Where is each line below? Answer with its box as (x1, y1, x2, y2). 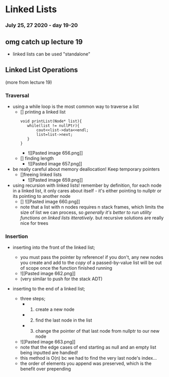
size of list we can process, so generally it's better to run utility (20, 210, 152, 216)
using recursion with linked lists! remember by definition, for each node (12, 182, 162, 189)
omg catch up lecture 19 (5, 37, 83, 46)
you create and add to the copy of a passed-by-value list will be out (20, 259, 162, 266)
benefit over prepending (20, 366, 71, 372)
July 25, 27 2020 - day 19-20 (5, 22, 78, 29)
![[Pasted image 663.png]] (20, 339, 76, 345)
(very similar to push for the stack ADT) (20, 276, 103, 282)
